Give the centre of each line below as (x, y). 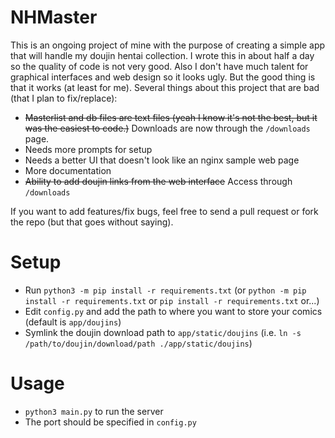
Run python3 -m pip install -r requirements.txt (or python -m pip (165, 290)
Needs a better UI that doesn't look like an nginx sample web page (162, 160)
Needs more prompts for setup (88, 149)
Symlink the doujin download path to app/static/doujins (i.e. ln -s (163, 332)
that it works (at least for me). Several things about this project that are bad (165, 87)
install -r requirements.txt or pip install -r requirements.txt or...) (172, 300)
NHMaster (54, 17)
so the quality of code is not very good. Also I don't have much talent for (159, 66)
